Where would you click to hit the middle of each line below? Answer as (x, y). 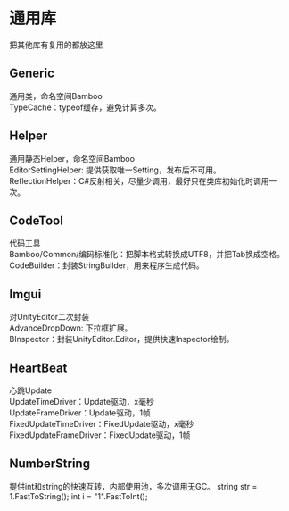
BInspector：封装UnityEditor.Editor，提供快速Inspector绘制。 (122, 339)
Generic (32, 74)
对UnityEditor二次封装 (50, 317)
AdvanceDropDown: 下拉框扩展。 (71, 328)
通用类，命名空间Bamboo (56, 96)
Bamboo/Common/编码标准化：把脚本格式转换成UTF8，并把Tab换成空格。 (147, 255)
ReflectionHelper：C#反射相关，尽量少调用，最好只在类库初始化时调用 (139, 180)
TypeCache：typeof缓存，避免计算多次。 (86, 107)
